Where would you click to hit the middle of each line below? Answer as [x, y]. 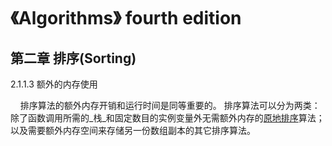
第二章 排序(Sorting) [73, 58]
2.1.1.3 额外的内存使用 [54, 84]
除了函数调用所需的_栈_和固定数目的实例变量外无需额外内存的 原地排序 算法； [167, 118]
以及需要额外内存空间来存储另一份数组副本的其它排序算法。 [133, 130]
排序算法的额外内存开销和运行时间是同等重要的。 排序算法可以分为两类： [170, 105]
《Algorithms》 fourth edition [126, 18]
